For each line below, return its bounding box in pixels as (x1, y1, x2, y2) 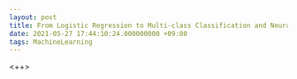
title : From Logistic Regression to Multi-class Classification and (9, 21, 267, 30)
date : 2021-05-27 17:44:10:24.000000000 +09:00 (9, 29, 188, 38)
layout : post (9, 12, 57, 22)
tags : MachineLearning (9, 37, 93, 47)
